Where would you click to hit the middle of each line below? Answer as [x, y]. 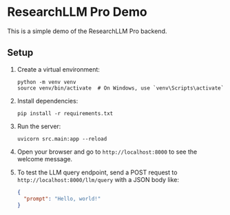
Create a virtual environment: [58, 69]
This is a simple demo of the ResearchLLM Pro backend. [87, 31]
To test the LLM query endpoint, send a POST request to [97, 172]
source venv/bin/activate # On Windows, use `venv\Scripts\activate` [121, 88]
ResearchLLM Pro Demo [77, 12]
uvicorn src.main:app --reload [62, 139]
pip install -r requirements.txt [65, 113]
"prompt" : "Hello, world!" [62, 198]
